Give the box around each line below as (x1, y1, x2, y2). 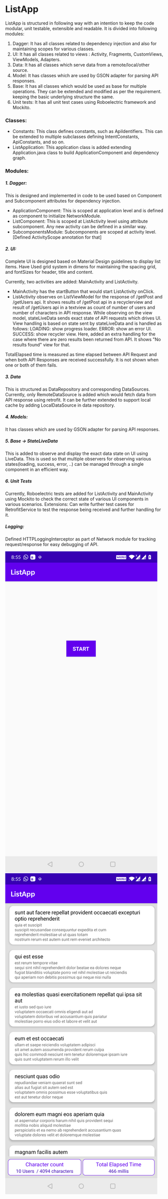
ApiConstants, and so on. (12, 139, 65, 145)
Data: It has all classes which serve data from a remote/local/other (12, 62, 150, 68)
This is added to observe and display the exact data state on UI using (5, 450, 148, 456)
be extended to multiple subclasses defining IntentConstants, (12, 134, 139, 140)
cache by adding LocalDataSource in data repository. (5, 402, 115, 408)
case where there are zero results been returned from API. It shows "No (12, 336, 161, 342)
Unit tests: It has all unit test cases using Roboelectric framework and (12, 99, 156, 105)
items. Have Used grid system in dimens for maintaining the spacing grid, (5, 264, 157, 270)
